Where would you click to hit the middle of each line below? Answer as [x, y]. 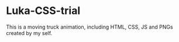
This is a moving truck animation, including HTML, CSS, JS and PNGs [90, 27]
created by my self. [29, 33]
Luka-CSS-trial [43, 11]
